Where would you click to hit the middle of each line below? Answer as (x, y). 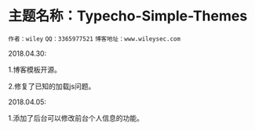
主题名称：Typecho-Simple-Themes (128, 16)
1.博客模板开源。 (35, 69)
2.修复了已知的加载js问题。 (52, 86)
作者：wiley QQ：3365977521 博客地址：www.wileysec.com (95, 39)
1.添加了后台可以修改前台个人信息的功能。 (76, 117)
